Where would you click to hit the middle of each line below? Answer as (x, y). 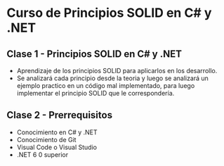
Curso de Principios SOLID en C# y (109, 13)
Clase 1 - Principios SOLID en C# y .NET (94, 54)
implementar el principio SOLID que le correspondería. (95, 93)
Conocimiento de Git (46, 139)
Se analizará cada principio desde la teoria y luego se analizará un (112, 78)
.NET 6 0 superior (42, 154)
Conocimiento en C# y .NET (57, 132)
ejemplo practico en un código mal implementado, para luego (106, 85)
